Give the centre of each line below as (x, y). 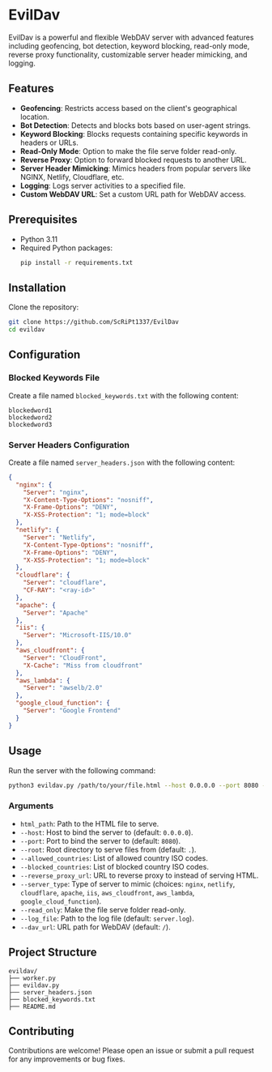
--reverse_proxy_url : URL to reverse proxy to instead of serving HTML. (139, 875)
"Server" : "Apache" (56, 613)
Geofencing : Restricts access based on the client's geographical (128, 108)
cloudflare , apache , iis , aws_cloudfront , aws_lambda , (107, 892)
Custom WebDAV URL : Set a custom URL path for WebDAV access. (133, 194)
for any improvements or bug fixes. (67, 1059)
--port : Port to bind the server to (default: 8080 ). (100, 840)
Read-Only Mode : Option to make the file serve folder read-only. (128, 151)
